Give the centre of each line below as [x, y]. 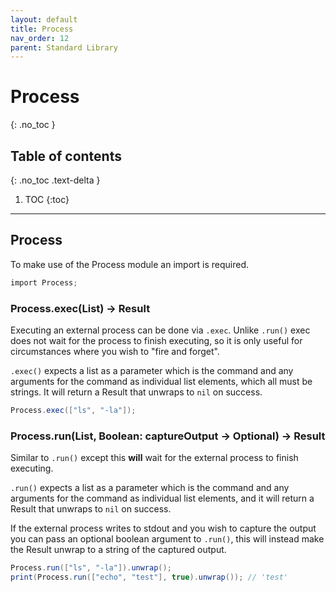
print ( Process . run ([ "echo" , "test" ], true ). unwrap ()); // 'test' [149, 577]
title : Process [42, 29]
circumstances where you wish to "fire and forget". [115, 351]
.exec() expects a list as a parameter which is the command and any [152, 370]
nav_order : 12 [40, 38]
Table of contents [66, 156]
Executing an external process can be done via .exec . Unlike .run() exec [160, 330]
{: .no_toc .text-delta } [55, 180]
